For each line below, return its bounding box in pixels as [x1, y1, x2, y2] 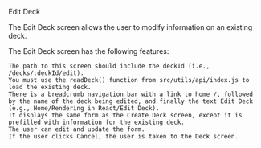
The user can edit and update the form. [8, 125, 146, 134]
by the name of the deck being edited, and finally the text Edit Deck [8, 97, 253, 105]
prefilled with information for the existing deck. [8, 118, 185, 126]
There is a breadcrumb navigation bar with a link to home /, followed [8, 90, 253, 98]
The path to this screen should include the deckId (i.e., [8, 62, 210, 70]
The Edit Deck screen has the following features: [8, 47, 169, 55]
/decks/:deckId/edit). [8, 69, 84, 77]
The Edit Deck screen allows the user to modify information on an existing [8, 23, 253, 31]
